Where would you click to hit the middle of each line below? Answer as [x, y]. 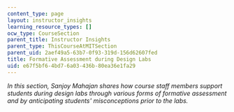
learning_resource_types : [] [50, 27]
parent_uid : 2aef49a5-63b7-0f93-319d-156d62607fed [82, 53]
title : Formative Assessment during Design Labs [79, 59]
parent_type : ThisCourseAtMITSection [62, 46]
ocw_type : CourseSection [43, 33]
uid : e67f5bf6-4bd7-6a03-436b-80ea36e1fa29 [72, 66]
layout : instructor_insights [50, 20]
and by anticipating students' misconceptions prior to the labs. [98, 100]
